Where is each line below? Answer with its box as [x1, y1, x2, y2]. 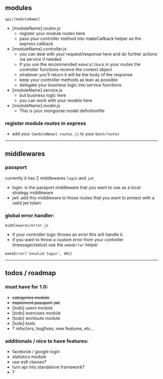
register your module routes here [19, 30, 85, 36]
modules [5, 4, 33, 12]
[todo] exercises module [12, 310, 61, 316]
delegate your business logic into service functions [19, 82, 122, 88]
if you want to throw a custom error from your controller [12, 237, 124, 243]
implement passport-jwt [12, 299, 60, 305]
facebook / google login [12, 349, 60, 355]
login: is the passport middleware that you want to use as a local [12, 184, 141, 190]
